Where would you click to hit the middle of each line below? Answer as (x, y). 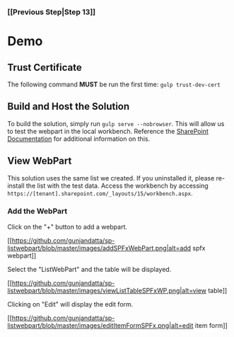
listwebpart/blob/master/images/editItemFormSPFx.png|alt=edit (100, 325)
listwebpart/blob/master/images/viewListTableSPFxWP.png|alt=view (107, 290)
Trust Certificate (45, 67)
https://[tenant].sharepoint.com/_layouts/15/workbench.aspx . (100, 193)
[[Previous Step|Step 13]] (52, 12)
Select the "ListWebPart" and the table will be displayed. (89, 269)
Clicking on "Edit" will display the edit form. (70, 304)
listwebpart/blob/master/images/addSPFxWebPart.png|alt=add (99, 248)
